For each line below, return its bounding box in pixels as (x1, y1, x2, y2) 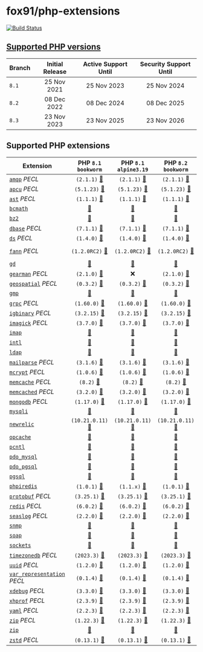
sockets (9, 542, 31, 548)
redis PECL (9, 501, 42, 510)
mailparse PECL (9, 358, 54, 366)
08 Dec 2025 (146, 99, 185, 107)
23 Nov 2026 (146, 116, 185, 125)
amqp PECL (9, 174, 39, 183)
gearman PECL (9, 269, 48, 278)
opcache (9, 433, 31, 440)
